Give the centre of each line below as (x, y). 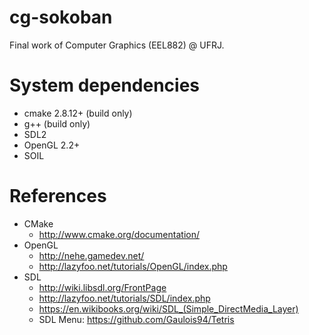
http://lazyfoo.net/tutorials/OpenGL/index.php (133, 266)
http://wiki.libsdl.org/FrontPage (102, 287)
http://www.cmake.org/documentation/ (119, 234)
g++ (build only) (57, 123)
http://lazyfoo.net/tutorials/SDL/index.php (124, 298)
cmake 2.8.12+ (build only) (78, 113)
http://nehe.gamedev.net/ (91, 255)
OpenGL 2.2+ (52, 145)
